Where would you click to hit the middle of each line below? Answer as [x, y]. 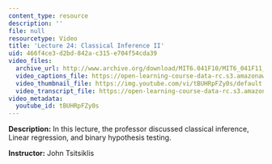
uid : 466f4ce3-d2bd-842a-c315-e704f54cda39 [83, 53]
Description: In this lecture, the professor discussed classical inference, [129, 129]
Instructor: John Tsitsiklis [51, 153]
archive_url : [38, 69]
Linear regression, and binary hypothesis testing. [90, 137]
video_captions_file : [52, 76]
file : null [27, 31]
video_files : [30, 61]
